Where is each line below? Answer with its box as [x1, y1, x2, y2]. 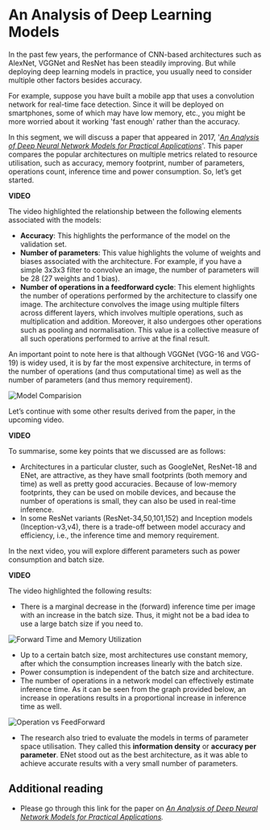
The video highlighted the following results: [8, 585, 152, 595]
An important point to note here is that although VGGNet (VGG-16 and [8, 349, 239, 358]
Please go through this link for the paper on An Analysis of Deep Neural [19, 803, 258, 813]
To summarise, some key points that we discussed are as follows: [8, 446, 226, 455]
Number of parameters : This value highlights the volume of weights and [19, 248, 261, 258]
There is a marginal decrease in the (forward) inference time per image [19, 602, 255, 611]
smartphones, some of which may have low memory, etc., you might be [8, 107, 246, 118]
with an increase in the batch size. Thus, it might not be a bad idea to [19, 610, 250, 619]
